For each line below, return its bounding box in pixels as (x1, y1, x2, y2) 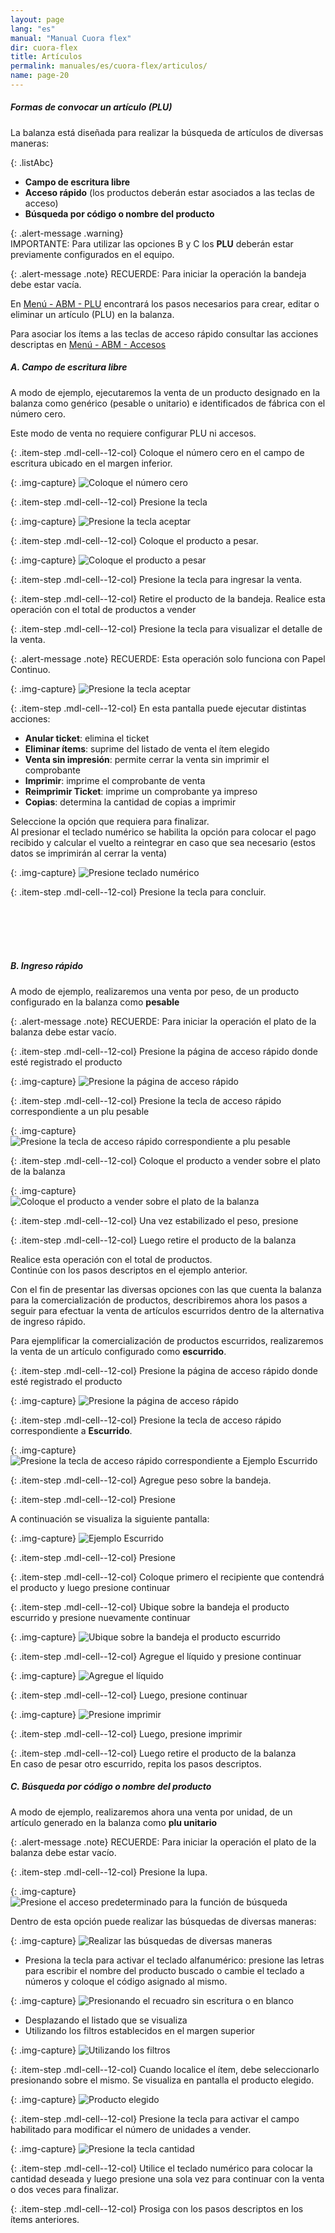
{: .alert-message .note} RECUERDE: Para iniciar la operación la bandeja (10, 267, 307, 280)
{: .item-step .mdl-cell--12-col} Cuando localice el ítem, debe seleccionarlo (10, 2063, 320, 2075)
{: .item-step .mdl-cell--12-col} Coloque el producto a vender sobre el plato (10, 1154, 321, 1166)
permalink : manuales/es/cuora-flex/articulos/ (10, 61, 208, 71)
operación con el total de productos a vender (10, 603, 197, 615)
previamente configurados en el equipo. (10, 248, 175, 260)
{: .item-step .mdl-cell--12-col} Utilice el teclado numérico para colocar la (10, 2162, 313, 2174)
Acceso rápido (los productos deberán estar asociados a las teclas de (24, 186, 315, 198)
